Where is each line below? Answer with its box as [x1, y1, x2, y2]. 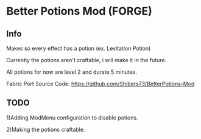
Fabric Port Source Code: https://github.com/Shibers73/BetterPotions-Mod [6, 80, 195, 87]
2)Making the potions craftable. [6, 126, 85, 133]
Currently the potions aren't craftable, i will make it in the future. [6, 57, 167, 63]
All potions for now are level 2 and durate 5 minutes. [6, 68, 137, 76]
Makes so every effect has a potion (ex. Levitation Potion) [6, 45, 151, 52]
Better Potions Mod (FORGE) [6, 4, 152, 18]
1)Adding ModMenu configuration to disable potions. [6, 114, 138, 121]
